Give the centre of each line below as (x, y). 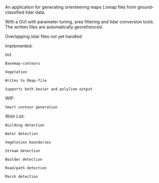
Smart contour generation (31, 107)
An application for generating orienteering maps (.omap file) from (71, 7)
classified (15, 12)
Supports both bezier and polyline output (49, 89)
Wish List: (15, 116)
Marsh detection (21, 177)
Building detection (25, 125)
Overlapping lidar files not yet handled (43, 36)
